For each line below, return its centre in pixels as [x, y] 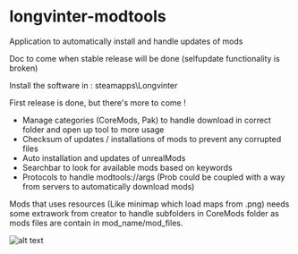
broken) [24, 68]
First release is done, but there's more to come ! [98, 102]
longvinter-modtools [88, 17]
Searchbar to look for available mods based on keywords [127, 167]
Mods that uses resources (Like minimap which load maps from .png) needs [149, 204]
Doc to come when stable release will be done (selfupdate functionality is [145, 58]
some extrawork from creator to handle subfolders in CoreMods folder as [144, 213]
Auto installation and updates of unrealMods [104, 157]
